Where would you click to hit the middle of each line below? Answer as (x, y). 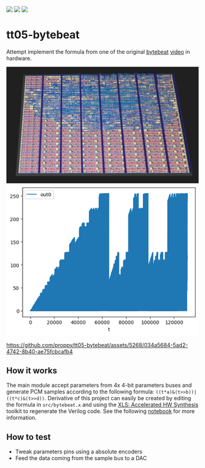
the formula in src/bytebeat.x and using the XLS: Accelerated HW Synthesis (103, 405)
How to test (28, 437)
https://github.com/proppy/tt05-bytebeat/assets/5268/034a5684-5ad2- (97, 345)
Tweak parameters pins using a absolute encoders (79, 452)
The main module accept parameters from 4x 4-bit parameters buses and (99, 386)
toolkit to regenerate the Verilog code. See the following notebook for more (101, 411)
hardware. (19, 58)
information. (22, 418)
